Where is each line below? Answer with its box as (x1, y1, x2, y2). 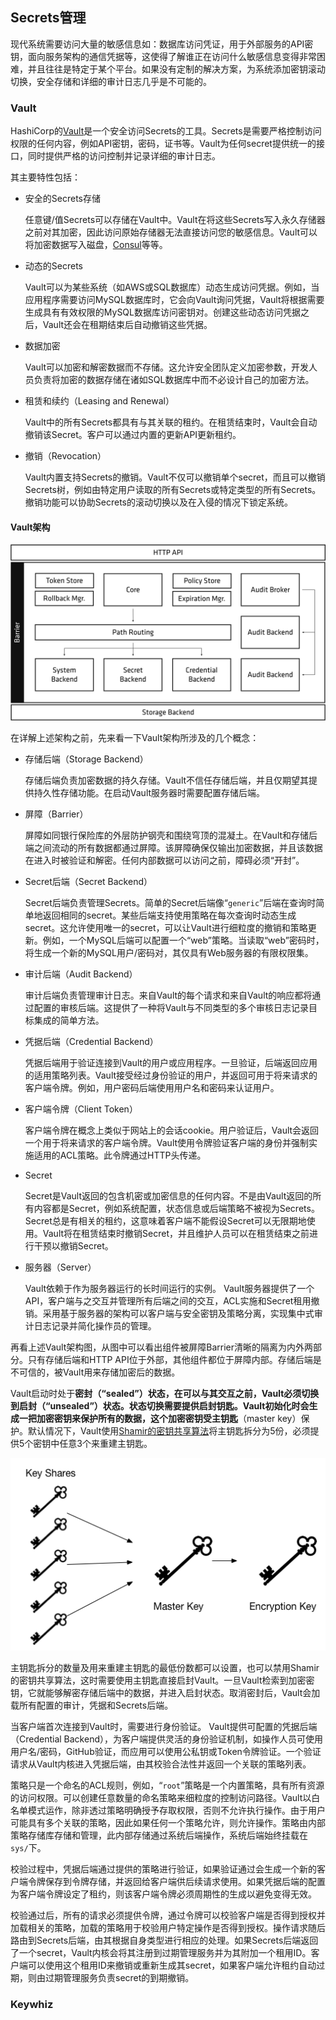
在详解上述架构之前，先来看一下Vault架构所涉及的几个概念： (10, 731, 260, 743)
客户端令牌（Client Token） (24, 1103, 138, 1115)
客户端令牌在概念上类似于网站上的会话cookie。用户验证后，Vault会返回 (24, 1124, 320, 1136)
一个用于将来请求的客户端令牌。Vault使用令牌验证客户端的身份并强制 (24, 1136, 310, 1148)
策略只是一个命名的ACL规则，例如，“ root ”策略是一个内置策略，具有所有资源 (10, 1779, 325, 1792)
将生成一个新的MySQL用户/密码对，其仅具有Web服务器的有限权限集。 (24, 946, 314, 958)
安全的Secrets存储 (24, 193, 101, 205)
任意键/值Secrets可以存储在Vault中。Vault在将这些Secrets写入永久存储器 (24, 214, 326, 226)
